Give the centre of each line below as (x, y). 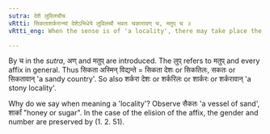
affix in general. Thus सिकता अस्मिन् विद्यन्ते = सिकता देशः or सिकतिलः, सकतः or (122, 70)
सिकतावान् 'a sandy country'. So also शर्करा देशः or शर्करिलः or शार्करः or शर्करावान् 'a (130, 79)
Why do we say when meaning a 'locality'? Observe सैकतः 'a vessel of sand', (134, 104)
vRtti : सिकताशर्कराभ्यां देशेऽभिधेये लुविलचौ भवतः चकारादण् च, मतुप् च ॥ (100, 23)
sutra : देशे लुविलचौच (37, 16)
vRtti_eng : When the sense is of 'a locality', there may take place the (135, 31)
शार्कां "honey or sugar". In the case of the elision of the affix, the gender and (133, 113)
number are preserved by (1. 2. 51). (67, 122)
